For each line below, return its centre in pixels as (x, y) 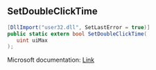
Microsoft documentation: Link (51, 60)
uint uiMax (32, 40)
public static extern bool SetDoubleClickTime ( (77, 34)
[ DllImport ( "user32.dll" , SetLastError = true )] (79, 27)
